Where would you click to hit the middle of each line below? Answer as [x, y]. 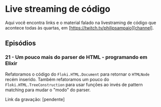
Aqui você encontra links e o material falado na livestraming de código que [80, 23]
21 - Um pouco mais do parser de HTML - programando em [76, 57]
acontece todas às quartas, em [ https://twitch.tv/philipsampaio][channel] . [80, 27]
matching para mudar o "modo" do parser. [48, 90]
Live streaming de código [58, 9]
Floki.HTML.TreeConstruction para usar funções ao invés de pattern [74, 84]
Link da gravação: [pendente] [35, 99]
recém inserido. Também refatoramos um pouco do [57, 79]
